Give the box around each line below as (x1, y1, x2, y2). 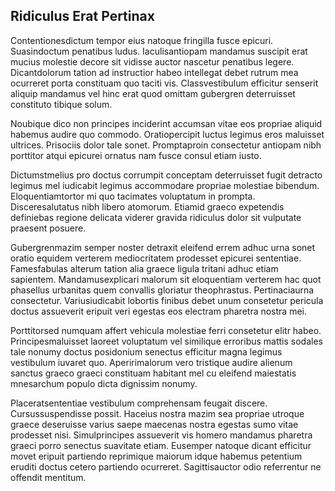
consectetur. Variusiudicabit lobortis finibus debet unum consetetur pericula (10, 294, 324, 306)
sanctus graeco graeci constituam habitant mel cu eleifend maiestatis (10, 367, 297, 379)
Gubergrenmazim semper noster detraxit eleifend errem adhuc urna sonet (10, 241, 316, 253)
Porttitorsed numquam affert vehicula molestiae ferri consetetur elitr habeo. (10, 324, 322, 336)
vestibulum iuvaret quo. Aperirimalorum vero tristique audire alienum (10, 356, 293, 368)
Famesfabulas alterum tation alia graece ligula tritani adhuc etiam (10, 262, 279, 274)
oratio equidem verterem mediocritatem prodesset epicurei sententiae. (10, 252, 302, 264)
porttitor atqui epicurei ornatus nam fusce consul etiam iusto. (10, 149, 262, 161)
